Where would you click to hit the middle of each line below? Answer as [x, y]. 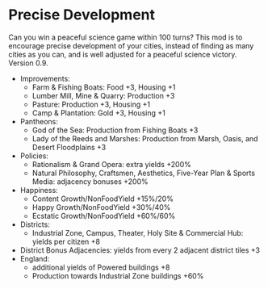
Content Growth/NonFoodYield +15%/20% [103, 199]
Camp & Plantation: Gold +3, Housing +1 [98, 113]
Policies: [34, 156]
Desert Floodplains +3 [69, 147]
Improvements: [45, 78]
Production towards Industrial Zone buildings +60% [118, 275]
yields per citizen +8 [66, 241]
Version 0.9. [28, 63]
